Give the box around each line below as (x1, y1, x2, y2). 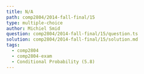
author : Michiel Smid (6, 25, 61, 32)
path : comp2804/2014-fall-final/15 (6, 14, 95, 20)
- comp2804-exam (11, 53, 52, 59)
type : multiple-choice (6, 20, 63, 26)
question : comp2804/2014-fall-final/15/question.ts (6, 31, 138, 37)
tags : (6, 42, 20, 48)
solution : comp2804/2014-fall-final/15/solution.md (6, 36, 138, 42)
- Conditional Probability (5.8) (11, 58, 95, 64)
